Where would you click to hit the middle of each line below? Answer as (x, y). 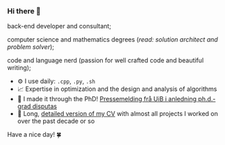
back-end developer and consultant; (59, 26)
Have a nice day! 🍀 (34, 135)
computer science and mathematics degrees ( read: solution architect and (113, 40)
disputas (45, 106)
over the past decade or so (56, 121)
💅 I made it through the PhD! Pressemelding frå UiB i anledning (107, 99)
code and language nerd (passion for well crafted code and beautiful (106, 60)
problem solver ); (31, 47)
